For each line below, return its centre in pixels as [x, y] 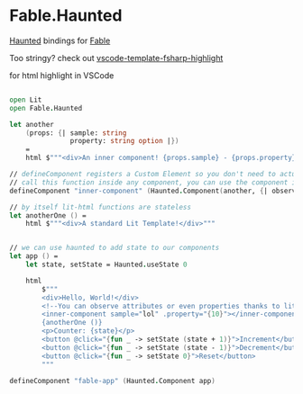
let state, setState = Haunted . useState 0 [106, 265]
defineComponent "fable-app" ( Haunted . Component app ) [113, 381]
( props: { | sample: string [76, 133]
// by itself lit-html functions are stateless [101, 207]
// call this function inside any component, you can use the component [149, 182]
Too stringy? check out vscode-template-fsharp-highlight [116, 58]
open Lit [26, 100]
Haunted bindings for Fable [60, 40]
